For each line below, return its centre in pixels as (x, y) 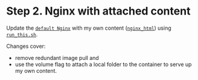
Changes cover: (26, 46)
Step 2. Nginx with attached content (98, 11)
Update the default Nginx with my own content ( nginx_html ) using (89, 28)
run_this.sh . (22, 34)
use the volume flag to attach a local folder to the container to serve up (103, 64)
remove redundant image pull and (57, 58)
